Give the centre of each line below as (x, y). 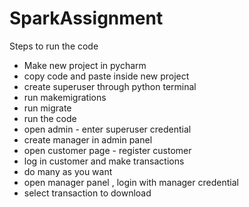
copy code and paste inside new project (106, 76)
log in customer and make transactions (104, 161)
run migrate (47, 108)
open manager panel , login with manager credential (131, 182)
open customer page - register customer (107, 150)
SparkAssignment (86, 18)
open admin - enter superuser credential (107, 129)
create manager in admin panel (88, 139)
